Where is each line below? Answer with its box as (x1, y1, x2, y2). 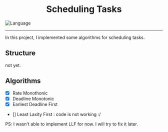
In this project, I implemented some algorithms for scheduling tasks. (5, 34, 145, 40)
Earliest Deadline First (12, 101, 58, 107)
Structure (5, 49, 36, 57)
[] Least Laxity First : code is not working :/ (12, 111, 101, 117)
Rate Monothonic (12, 90, 48, 96)
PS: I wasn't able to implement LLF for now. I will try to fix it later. (5, 121, 138, 127)
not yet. (5, 62, 21, 68)
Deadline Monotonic (12, 95, 54, 101)
